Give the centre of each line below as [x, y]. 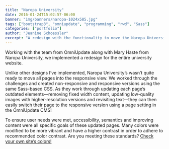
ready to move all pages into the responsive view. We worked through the [81, 78]
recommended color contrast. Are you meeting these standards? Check [79, 136]
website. [14, 63]
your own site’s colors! [28, 141]
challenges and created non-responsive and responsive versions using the [82, 83]
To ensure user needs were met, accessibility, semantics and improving [79, 120]
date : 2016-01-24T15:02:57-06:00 [40, 15]
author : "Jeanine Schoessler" [37, 33]
